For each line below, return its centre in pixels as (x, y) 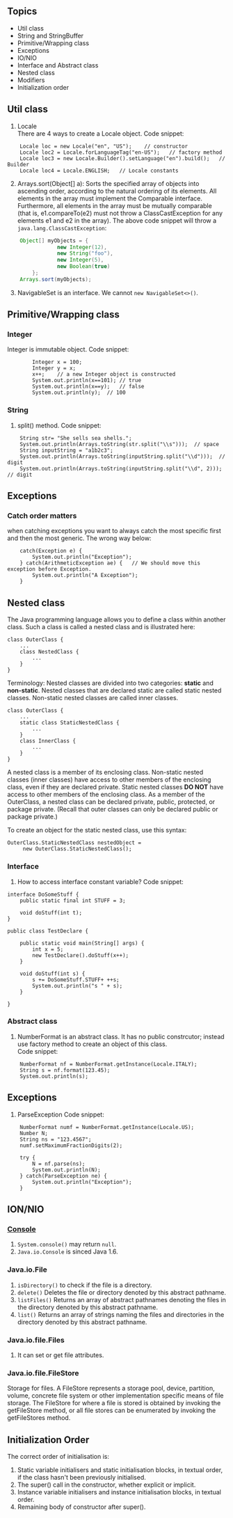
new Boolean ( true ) (83, 267)
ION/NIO (26, 1209)
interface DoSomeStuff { (43, 894)
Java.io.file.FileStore (43, 1373)
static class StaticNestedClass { (70, 723)
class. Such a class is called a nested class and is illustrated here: (101, 627)
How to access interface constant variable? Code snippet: (101, 881)
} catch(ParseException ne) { (64, 1176)
